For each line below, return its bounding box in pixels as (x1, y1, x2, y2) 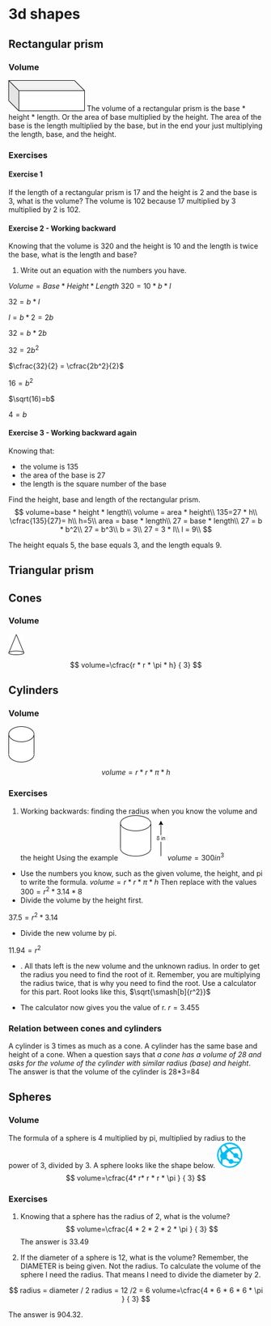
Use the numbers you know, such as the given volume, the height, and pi (19, 868, 263, 878)
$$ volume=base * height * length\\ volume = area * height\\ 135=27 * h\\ (14, 507, 258, 516)
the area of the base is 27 (19, 470, 106, 480)
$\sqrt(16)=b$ (8, 393, 55, 403)
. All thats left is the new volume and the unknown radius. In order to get (19, 961, 260, 971)
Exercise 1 (8, 169, 43, 179)
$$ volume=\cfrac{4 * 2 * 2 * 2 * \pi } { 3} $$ (66, 1224, 218, 1235)
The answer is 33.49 (19, 1237, 89, 1247)
